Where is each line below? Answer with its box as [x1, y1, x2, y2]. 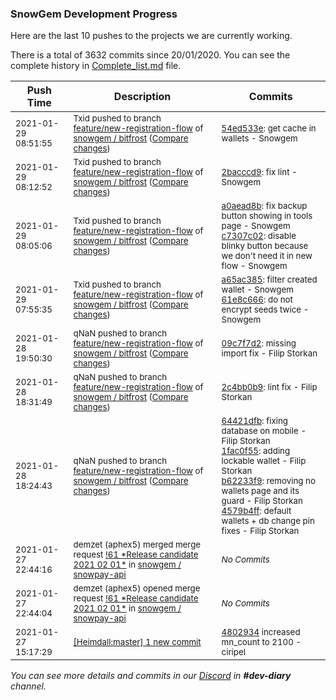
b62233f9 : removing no [221, 475, 316, 487]
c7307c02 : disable [221, 230, 297, 242]
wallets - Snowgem [221, 133, 298, 144]
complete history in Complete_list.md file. [10, 60, 182, 72]
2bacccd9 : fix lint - [221, 167, 298, 178]
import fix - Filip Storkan [221, 348, 318, 359]
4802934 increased [221, 627, 301, 638]
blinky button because [221, 240, 309, 252]
